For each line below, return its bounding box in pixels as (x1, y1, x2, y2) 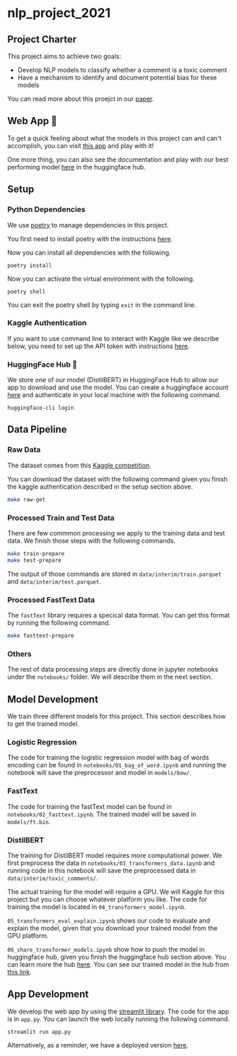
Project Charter (7, 33, 77, 45)
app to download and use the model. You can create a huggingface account (7, 383, 229, 391)
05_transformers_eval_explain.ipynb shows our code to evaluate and (7, 916, 210, 925)
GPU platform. (7, 931, 49, 940)
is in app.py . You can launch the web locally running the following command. (7, 1014, 230, 1023)
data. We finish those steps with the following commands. (7, 536, 175, 545)
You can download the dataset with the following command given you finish (7, 474, 228, 483)
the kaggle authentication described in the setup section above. (7, 482, 193, 491)
